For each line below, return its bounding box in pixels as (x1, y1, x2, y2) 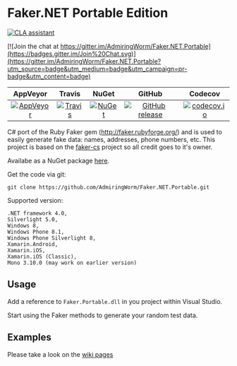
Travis (59, 88, 81, 98)
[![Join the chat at (7, 42, 59, 50)
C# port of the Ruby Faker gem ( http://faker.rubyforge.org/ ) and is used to (7, 127, 222, 136)
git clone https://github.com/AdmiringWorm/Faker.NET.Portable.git (7, 184, 210, 191)
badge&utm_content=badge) (7, 72, 91, 81)
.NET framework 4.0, (7, 210, 68, 217)
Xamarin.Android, (7, 240, 59, 248)
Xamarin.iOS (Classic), (7, 253, 78, 260)
